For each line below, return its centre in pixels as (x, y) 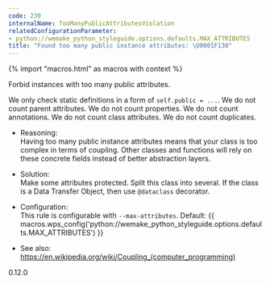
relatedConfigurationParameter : (62, 31)
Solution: (35, 174)
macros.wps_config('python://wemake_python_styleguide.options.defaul (141, 224)
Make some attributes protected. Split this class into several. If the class (139, 183)
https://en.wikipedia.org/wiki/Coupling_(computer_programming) (128, 257)
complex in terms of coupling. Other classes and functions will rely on (136, 150)
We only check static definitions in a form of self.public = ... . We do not (132, 100)
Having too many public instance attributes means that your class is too (139, 141)
